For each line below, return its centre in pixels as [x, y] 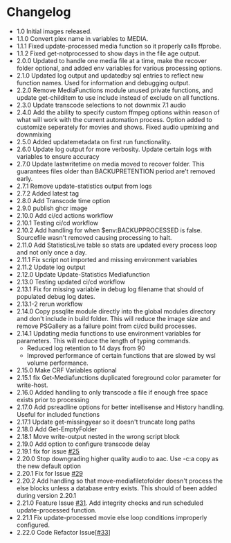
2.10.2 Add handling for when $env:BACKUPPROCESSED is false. [109, 230]
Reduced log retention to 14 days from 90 [86, 348]
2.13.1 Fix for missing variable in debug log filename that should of [110, 289]
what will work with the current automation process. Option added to [114, 119]
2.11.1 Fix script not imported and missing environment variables [107, 259]
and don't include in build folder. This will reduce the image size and [113, 318]
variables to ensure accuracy [58, 156]
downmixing [34, 134]
